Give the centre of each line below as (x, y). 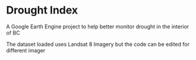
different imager (26, 50)
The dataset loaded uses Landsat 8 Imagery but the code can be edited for (98, 44)
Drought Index (42, 10)
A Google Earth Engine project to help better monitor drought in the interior (98, 26)
